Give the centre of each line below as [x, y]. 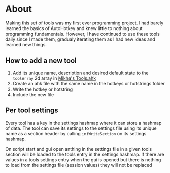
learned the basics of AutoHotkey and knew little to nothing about [74, 28]
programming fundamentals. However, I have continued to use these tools [82, 34]
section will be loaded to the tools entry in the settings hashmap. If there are [85, 154]
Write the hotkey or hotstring [43, 89]
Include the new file [33, 94]
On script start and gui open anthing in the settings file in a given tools [79, 149]
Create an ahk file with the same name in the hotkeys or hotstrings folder [89, 83]
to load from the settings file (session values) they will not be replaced [79, 165]
